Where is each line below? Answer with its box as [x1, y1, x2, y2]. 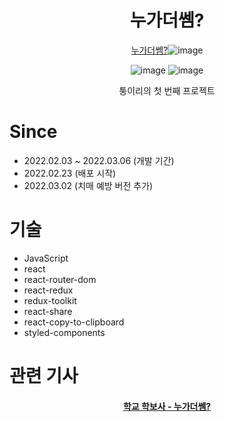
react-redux [23, 284, 74, 296]
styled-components [23, 326, 106, 338]
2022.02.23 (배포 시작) [23, 167, 117, 179]
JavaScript [23, 252, 69, 264]
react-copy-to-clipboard [23, 316, 125, 328]
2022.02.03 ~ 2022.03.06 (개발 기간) [23, 154, 175, 166]
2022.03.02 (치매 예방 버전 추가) [23, 179, 154, 191]
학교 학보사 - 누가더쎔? [122, 400, 212, 412]
